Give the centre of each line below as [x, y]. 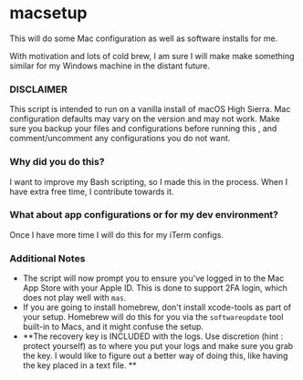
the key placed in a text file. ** [79, 365]
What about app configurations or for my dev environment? [144, 215]
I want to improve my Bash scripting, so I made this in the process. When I [149, 181]
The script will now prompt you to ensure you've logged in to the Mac [153, 278]
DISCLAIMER [39, 89]
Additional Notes [47, 258]
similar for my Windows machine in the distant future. [110, 66]
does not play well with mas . [74, 298]
